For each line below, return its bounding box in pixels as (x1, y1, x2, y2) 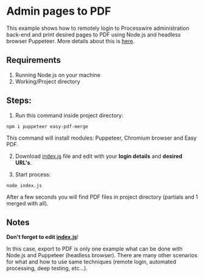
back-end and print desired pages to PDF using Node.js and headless (6, 30, 181, 38)
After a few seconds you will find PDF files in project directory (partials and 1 (6, 193, 199, 201)
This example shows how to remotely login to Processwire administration (6, 24, 190, 32)
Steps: (6, 96, 32, 106)
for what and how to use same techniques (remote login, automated (6, 258, 177, 266)
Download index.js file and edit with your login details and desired (15, 152, 183, 160)
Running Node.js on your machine (15, 71, 100, 79)
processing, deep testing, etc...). (6, 265, 88, 272)
